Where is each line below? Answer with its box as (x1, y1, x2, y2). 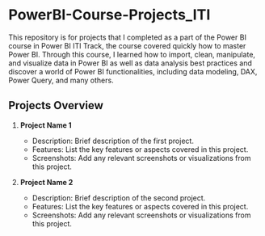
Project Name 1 (19, 120, 72, 130)
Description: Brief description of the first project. (32, 136, 194, 145)
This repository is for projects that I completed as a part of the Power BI (8, 32, 246, 42)
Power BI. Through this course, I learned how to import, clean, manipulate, (8, 49, 256, 59)
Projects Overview (8, 99, 103, 112)
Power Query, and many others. (8, 75, 115, 85)
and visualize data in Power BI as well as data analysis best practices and (8, 58, 253, 68)
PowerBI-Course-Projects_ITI (8, 6, 211, 24)
